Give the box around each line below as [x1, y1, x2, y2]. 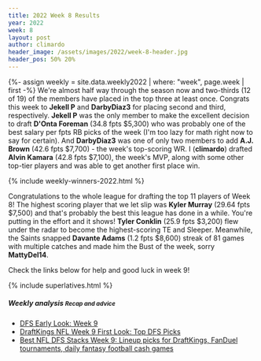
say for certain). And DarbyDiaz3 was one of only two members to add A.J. [8, 136, 254, 145]
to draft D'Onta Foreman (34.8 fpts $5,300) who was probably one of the [8, 119, 246, 128]
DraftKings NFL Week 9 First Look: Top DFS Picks [19, 326, 181, 336]
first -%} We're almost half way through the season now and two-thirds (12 [8, 85, 252, 95]
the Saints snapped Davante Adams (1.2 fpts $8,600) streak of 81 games [8, 233, 245, 243]
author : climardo [8, 41, 65, 49]
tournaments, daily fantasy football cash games [19, 344, 175, 353]
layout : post [8, 33, 51, 42]
